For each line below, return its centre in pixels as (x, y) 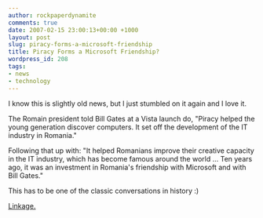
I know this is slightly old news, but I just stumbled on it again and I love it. (128, 104)
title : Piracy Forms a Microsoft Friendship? (84, 52)
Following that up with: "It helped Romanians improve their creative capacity (131, 151)
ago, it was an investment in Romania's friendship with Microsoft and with (127, 167)
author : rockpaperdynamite (52, 15)
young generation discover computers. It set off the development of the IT (128, 127)
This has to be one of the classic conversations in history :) (104, 191)
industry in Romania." (42, 135)
